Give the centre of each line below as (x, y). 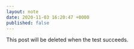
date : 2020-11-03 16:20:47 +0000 (48, 17)
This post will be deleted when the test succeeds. (67, 40)
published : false (28, 23)
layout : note (22, 12)
